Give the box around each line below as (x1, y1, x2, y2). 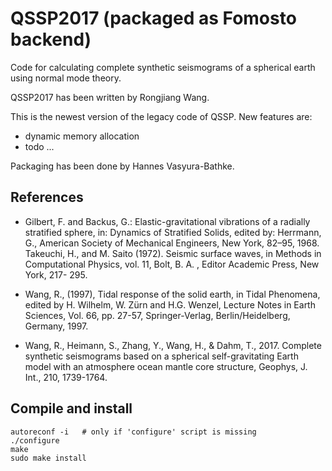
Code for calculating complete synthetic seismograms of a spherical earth (10, 61, 316, 73)
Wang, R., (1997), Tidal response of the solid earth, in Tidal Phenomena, (24, 288, 321, 300)
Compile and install (10, 400, 133, 417)
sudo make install (10, 453, 87, 463)
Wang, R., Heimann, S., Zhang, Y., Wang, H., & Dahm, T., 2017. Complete (24, 339, 322, 351)
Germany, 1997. (24, 320, 89, 332)
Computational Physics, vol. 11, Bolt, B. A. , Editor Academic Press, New (24, 258, 320, 270)
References (10, 189, 84, 206)
